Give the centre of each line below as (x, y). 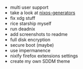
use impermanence (30, 50)
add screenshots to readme (39, 34)
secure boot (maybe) (32, 45)
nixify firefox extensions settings (44, 56)
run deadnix (23, 29)
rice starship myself (31, 23)
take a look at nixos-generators (43, 13)
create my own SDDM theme (40, 61)
